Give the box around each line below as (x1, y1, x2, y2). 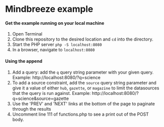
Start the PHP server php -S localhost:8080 (12, 42, 102, 47)
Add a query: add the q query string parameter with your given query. (12, 69, 154, 75)
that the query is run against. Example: (12, 90, 91, 96)
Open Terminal (12, 31, 43, 37)
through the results (12, 106, 51, 112)
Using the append (5, 58, 42, 64)
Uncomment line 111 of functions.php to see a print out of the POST (12, 111, 149, 117)
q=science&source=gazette (12, 95, 69, 101)
